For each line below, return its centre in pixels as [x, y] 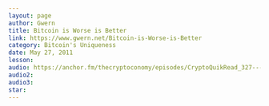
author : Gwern [32, 23]
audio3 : [21, 82]
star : [17, 90]
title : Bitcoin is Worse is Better [68, 30]
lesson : [21, 61]
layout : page [30, 16]
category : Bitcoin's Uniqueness [62, 45]
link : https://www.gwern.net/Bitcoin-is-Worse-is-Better [105, 38]
